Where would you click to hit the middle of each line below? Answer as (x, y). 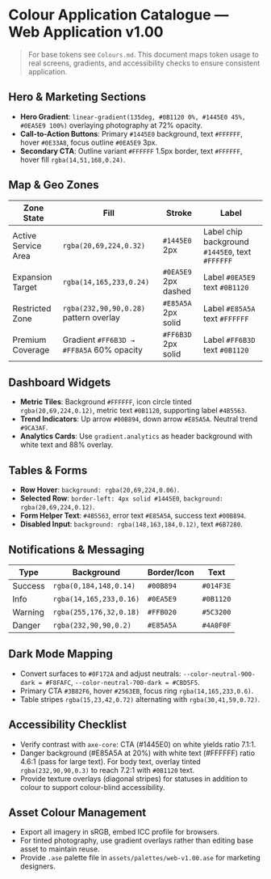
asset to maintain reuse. (60, 849)
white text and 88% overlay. (67, 445)
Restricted (32, 308)
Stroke (179, 213)
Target (25, 287)
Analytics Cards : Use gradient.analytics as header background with (136, 436)
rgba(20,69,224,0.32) (104, 245)
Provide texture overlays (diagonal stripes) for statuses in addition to (134, 779)
